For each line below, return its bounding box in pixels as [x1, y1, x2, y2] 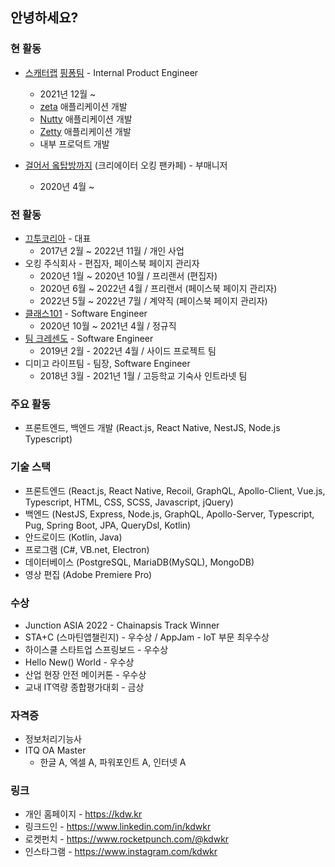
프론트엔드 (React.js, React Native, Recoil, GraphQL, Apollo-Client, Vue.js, [24, 484, 326, 497]
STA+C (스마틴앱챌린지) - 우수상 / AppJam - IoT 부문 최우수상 [24, 631, 270, 643]
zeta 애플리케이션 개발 [39, 100, 128, 112]
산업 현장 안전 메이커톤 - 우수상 [24, 668, 147, 680]
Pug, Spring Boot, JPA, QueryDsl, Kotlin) [24, 519, 192, 531]
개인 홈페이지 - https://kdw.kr [24, 808, 143, 820]
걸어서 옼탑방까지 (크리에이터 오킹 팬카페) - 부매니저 [24, 159, 228, 171]
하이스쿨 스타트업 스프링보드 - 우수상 [24, 643, 169, 655]
